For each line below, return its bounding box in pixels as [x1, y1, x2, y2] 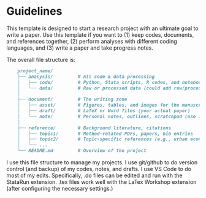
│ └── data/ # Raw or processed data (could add [17, 85, 172, 91]
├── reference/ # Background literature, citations [17, 124, 172, 131]
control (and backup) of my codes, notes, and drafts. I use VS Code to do [6, 166, 192, 173]
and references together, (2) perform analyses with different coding [6, 37, 178, 45]
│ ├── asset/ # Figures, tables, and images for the [17, 102, 180, 109]
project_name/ [17, 67, 53, 74]
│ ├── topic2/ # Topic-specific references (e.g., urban [17, 136, 188, 142]
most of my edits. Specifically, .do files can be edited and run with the [6, 172, 183, 179]
